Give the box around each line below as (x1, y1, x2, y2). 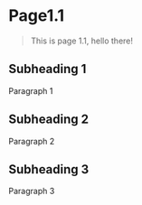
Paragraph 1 (8, 85, 53, 96)
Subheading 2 (8, 112, 90, 127)
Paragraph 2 (8, 135, 55, 146)
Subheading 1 (8, 61, 87, 77)
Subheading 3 (8, 162, 90, 177)
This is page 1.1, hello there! (30, 35, 133, 46)
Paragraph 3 (8, 186, 55, 197)
